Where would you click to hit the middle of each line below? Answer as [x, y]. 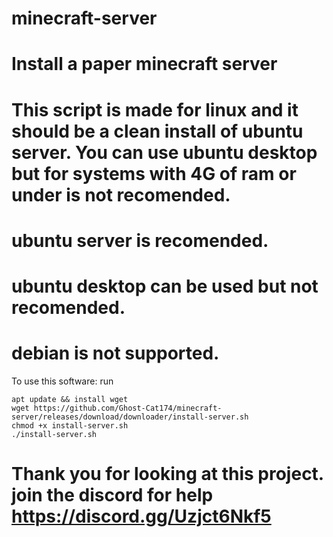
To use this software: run [62, 381]
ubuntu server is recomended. [140, 240]
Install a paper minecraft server [144, 64]
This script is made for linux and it [155, 109]
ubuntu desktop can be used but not [165, 286]
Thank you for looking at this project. [167, 474]
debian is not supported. [115, 353]
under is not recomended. [121, 194]
